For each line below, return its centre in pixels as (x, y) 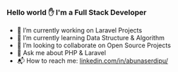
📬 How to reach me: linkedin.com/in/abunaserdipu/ (93, 61)
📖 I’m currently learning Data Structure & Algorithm (91, 38)
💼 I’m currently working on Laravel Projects (79, 30)
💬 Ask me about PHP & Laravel (61, 53)
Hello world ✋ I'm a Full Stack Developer (77, 12)
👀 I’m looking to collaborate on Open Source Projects (94, 45)
